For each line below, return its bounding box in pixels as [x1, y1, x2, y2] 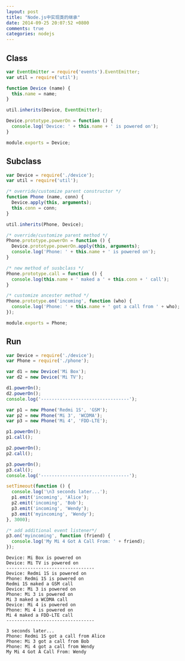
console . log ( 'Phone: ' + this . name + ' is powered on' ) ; [11, 249, 156, 255]
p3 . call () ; [6, 467, 33, 473]
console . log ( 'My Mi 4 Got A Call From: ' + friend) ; [11, 539, 146, 545]
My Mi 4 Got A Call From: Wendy [6, 649, 87, 655]
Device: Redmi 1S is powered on [6, 571, 87, 577]
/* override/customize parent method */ [6, 232, 109, 238]
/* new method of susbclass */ [6, 265, 84, 271]
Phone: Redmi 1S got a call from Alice [6, 634, 106, 640]
